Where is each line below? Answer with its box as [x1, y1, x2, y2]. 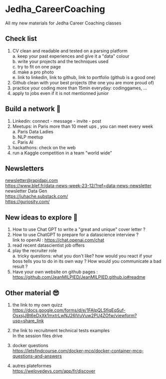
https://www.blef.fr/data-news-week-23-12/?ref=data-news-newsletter [5, 183, 152, 189]
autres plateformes [12, 363, 51, 369]
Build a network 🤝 [5, 105, 61, 113]
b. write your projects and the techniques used [12, 58, 109, 64]
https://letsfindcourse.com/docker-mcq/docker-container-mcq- [12, 348, 144, 354]
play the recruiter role [12, 248, 57, 254]
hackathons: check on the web [12, 144, 76, 150]
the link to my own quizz [12, 302, 63, 308]
